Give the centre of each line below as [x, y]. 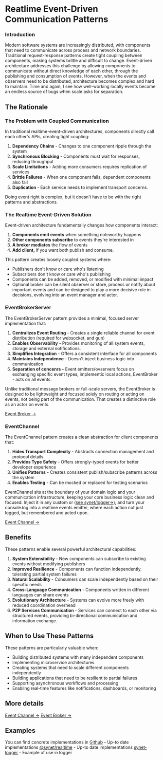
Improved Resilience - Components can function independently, [77, 569]
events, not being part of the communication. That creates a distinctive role [81, 399]
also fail [20, 182]
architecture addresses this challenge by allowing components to [70, 66]
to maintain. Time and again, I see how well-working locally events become [80, 87]
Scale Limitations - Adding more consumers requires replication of [79, 167]
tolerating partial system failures [44, 574]
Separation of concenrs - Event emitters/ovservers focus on [73, 369]
